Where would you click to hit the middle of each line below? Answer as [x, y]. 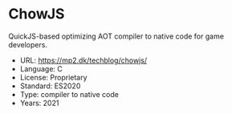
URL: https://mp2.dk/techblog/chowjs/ [83, 60]
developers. [28, 44]
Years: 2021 [39, 103]
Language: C [41, 68]
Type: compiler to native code [69, 94]
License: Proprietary [53, 77]
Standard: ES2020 [50, 86]
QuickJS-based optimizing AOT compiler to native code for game [116, 36]
